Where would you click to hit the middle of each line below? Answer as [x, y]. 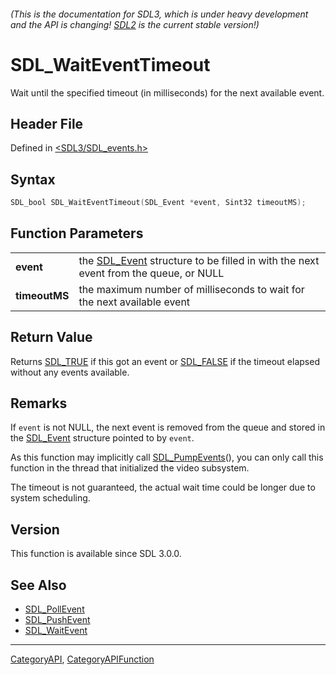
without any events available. [70, 372]
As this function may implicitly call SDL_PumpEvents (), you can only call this [167, 457]
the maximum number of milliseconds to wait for [191, 289]
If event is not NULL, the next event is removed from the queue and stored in [168, 427]
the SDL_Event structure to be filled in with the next [199, 260]
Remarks [39, 403]
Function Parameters [77, 233]
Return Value [51, 337]
